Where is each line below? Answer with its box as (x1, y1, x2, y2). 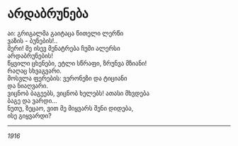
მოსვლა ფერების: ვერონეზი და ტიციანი (7, 73, 127, 83)
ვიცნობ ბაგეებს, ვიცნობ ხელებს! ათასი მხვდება (7, 89, 150, 97)
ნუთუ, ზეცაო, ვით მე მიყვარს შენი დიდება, (7, 104, 134, 112)
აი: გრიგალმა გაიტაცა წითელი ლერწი (7, 29, 124, 37)
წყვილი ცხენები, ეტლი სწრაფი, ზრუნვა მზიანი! (7, 59, 147, 67)
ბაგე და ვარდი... (7, 96, 58, 104)
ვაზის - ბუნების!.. (7, 36, 58, 44)
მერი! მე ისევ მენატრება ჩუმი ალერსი (7, 44, 120, 52)
